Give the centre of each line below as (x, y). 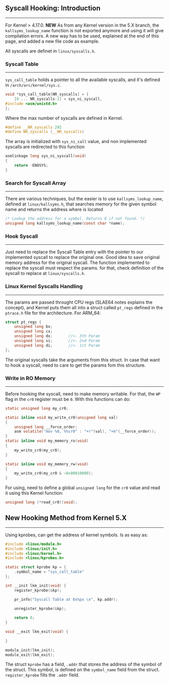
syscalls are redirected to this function (45, 147)
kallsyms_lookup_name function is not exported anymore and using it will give (84, 30)
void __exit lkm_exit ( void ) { (37, 632)
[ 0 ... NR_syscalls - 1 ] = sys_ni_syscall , (58, 99)
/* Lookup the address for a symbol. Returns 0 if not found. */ (75, 219)
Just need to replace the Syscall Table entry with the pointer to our (74, 252)
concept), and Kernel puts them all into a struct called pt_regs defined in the (84, 307)
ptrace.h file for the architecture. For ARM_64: (53, 313)
